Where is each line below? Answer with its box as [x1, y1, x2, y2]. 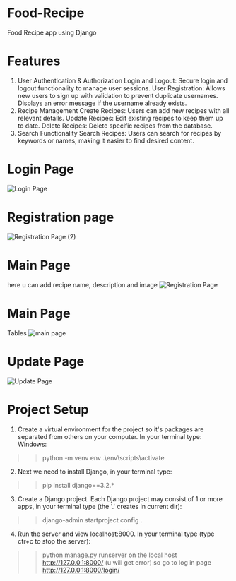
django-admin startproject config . [42, 515, 143, 524]
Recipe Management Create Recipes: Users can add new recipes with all [17, 106, 230, 114]
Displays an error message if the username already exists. [17, 99, 187, 107]
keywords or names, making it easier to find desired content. [17, 136, 194, 145]
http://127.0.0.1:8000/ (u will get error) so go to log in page [42, 558, 212, 566]
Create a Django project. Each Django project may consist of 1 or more [17, 494, 223, 503]
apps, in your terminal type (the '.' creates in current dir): [17, 502, 182, 510]
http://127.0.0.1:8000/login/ [42, 565, 120, 574]
